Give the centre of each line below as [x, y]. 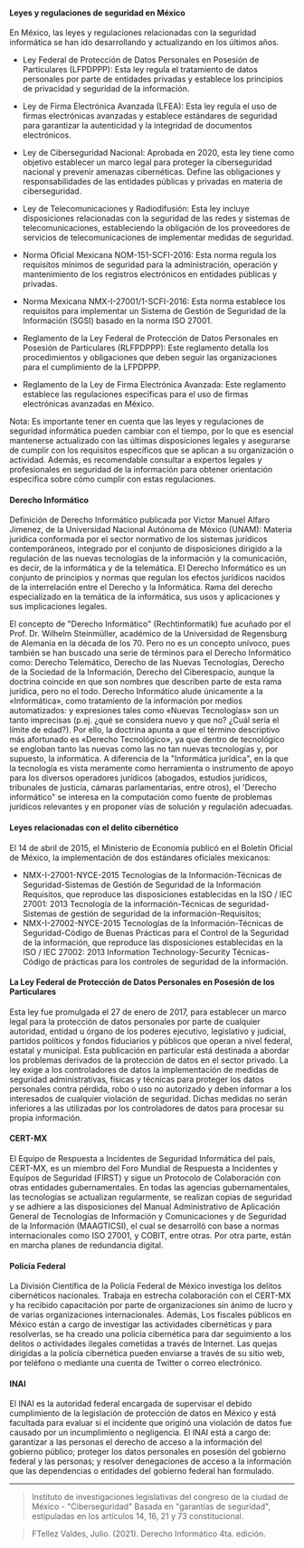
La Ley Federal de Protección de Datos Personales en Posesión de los [142, 982]
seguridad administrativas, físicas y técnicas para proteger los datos [137, 1079]
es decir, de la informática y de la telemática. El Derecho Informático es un [148, 568]
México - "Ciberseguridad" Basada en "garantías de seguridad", [151, 1506]
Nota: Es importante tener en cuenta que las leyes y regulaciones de [137, 422]
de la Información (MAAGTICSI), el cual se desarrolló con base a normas [144, 1226]
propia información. [46, 1117]
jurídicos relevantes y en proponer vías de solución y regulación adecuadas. [152, 807]
